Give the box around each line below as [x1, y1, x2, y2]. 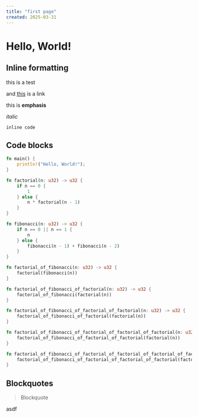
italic [6, 113, 18, 120]
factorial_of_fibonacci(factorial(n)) [16, 291, 112, 298]
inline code [6, 124, 35, 130]
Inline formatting [6, 63, 69, 73]
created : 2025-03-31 [6, 14, 57, 20]
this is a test [6, 78, 35, 86]
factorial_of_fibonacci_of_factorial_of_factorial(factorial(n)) [16, 334, 181, 341]
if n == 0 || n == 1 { [16, 226, 72, 232]
